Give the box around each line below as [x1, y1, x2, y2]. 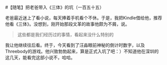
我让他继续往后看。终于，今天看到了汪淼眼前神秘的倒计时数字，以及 [5, 42, 145, 48]
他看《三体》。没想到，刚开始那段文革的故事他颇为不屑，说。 [5, 21, 130, 27]
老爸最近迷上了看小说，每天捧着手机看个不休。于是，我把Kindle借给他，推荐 [5, 15, 163, 21]
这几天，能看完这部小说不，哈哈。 [5, 55, 75, 61]
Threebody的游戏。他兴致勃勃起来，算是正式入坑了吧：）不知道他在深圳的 [5, 49, 159, 54]
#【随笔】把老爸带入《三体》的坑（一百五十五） [5, 4, 104, 10]
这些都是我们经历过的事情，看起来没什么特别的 [17, 32, 114, 37]
